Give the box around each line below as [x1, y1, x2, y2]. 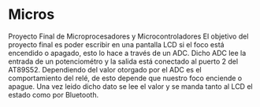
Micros [8, 6, 55, 24]
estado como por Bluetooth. [8, 90, 99, 99]
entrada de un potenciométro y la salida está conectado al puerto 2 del [8, 57, 239, 66]
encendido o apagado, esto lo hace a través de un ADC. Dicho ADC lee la [8, 48, 247, 57]
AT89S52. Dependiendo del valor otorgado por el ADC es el [8, 65, 202, 74]
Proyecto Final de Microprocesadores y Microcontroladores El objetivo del [8, 31, 249, 41]
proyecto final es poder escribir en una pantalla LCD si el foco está [8, 39, 225, 49]
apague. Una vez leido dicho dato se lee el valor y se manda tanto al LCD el [8, 81, 254, 91]
